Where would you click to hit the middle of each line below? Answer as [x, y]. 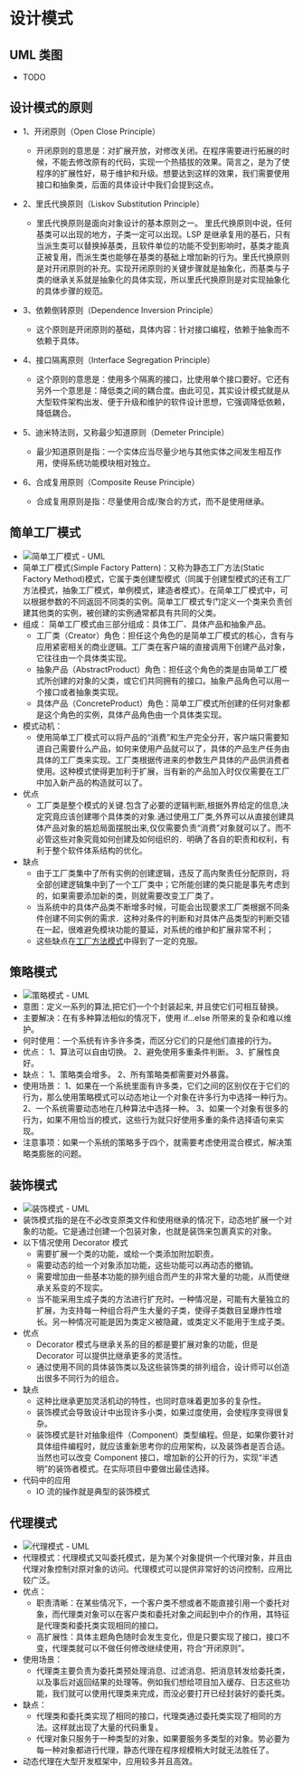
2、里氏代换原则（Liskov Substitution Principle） [114, 204]
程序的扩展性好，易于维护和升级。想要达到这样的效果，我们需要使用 [163, 173]
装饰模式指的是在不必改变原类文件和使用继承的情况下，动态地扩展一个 [153, 1220]
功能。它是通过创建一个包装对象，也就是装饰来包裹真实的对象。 [157, 1231]
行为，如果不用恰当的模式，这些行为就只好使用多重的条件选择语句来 [149, 1120]
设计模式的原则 [51, 108]
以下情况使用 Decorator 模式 [75, 1243]
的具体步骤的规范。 [72, 291]
